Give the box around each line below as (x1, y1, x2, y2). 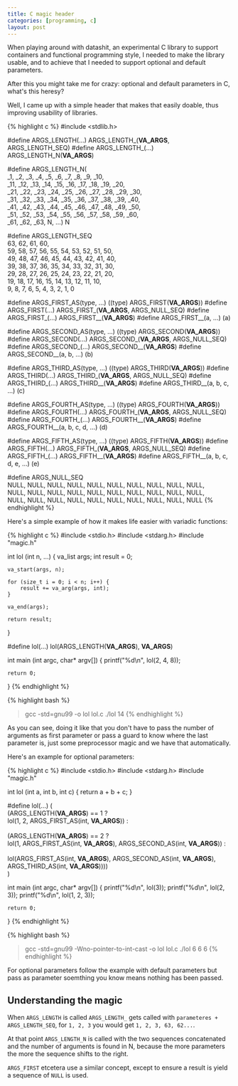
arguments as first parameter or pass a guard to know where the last (7, 731, 208, 740)
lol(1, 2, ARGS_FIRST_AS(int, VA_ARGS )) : (7, 816, 129, 826)
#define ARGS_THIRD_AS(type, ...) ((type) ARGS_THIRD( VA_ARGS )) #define (7, 364, 229, 372)
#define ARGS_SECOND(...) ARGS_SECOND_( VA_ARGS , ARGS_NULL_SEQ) (7, 335, 227, 344)
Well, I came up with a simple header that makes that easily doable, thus (7, 101, 219, 110)
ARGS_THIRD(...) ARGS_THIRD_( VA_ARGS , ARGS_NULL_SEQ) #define (7, 371, 212, 380)
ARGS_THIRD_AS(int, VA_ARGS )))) (7, 862, 109, 870)
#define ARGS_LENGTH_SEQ (7, 232, 92, 241)
